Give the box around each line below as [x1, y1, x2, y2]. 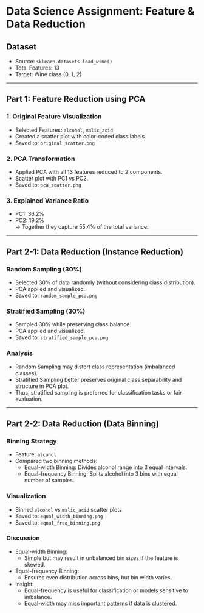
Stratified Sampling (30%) [6, 307, 86, 315]
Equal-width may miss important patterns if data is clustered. [24, 600, 177, 607]
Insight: [15, 580, 35, 587]
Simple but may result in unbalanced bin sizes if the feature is [24, 554, 178, 562]
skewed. [24, 561, 46, 568]
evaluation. [15, 395, 43, 403]
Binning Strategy [6, 437, 57, 445]
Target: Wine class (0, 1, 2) [15, 71, 82, 77]
